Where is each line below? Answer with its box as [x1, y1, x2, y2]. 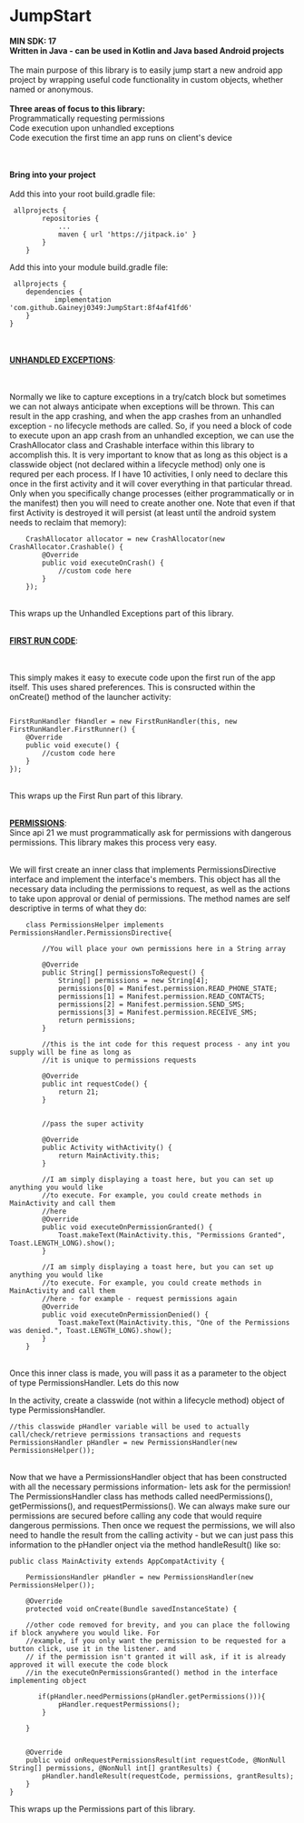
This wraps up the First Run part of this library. [9, 790, 183, 801]
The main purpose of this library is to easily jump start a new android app [9, 65, 283, 75]
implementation [54, 295, 112, 305]
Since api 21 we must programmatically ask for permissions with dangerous [9, 826, 292, 837]
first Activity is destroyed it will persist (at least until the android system [9, 506, 277, 518]
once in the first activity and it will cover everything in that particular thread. [9, 478, 293, 489]
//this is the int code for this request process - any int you [42, 1039, 290, 1048]
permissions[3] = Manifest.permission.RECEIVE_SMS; [57, 1007, 258, 1017]
